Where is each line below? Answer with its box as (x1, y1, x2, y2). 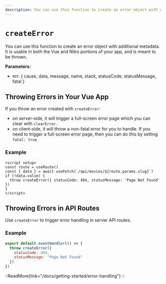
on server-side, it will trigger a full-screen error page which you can (12, 115, 151, 122)
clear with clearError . (12, 121, 57, 127)
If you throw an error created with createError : (5, 106, 100, 112)
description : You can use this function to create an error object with (5, 7, 158, 12)
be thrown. (5, 54, 27, 60)
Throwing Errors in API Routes (5, 204, 100, 213)
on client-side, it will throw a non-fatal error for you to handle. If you (12, 126, 151, 132)
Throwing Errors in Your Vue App (5, 92, 109, 101)
